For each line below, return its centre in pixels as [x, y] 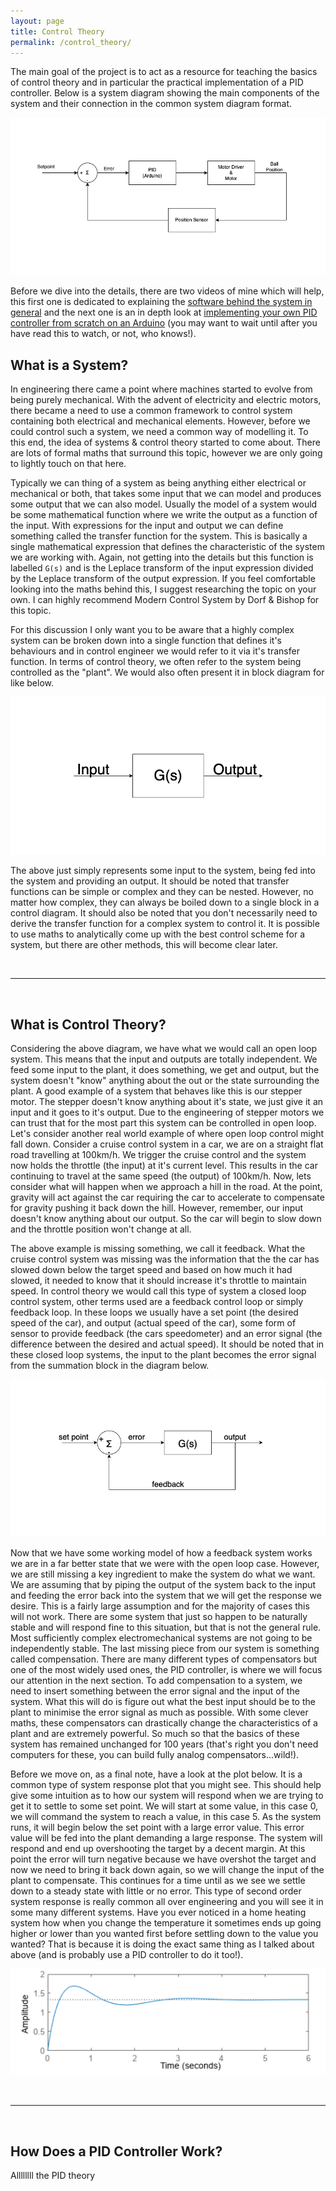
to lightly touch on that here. [68, 464]
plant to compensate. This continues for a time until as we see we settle [158, 1880]
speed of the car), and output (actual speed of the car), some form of [153, 1323]
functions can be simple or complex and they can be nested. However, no [162, 892]
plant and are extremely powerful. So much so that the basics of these [155, 1733]
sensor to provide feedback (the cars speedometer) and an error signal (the [166, 1333]
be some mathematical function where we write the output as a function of [164, 515]
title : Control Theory [57, 31]
